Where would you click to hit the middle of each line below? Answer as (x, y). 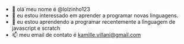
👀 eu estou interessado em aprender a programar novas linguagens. (95, 15)
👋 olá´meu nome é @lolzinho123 (51, 9)
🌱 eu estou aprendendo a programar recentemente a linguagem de (93, 22)
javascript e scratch (36, 28)
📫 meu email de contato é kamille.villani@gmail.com (76, 35)
